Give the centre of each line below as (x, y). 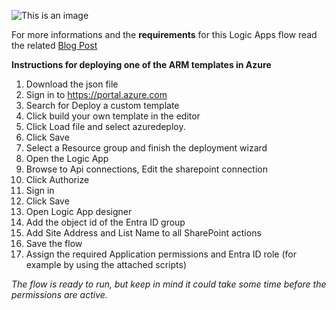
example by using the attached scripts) (106, 264)
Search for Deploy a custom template (102, 105)
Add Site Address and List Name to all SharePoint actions (143, 233)
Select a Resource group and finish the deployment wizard (146, 148)
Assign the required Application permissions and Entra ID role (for (161, 254)
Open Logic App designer (79, 211)
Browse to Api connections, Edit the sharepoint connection (146, 169)
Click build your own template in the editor (113, 116)
